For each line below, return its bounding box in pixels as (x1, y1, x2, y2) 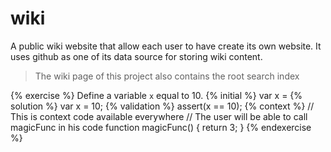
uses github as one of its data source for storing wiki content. (10, 50, 263, 62)
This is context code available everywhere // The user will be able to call (10, 110, 308, 122)
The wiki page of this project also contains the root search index (34, 70, 300, 82)
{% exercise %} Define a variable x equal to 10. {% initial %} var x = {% (10, 89, 303, 101)
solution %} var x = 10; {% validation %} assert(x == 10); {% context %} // (10, 100, 315, 112)
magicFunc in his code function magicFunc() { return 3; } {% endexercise (10, 121, 312, 133)
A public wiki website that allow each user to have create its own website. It (10, 40, 322, 52)
